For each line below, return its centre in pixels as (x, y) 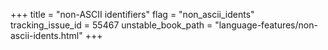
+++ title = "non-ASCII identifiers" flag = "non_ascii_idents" (132, 14)
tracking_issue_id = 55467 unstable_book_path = (111, 25)
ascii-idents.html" (46, 35)
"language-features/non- (266, 25)
